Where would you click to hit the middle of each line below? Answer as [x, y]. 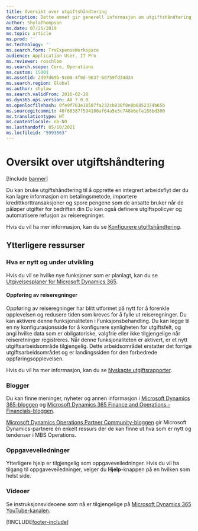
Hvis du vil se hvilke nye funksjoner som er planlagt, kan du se [82, 275]
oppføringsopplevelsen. [35, 359]
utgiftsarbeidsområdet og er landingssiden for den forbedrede [82, 352]
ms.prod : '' [21, 39]
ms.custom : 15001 [27, 72]
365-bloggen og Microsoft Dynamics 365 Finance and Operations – [88, 404]
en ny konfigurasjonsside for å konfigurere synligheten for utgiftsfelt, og [94, 327]
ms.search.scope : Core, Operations [50, 67]
